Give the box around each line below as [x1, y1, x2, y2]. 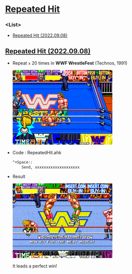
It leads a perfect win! [12, 263, 57, 269]
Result [12, 174, 26, 180]
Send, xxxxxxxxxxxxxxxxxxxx [21, 165, 80, 170]
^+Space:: [12, 160, 33, 165]
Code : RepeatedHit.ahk [12, 150, 62, 156]
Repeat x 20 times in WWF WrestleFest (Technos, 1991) [12, 60, 128, 66]
